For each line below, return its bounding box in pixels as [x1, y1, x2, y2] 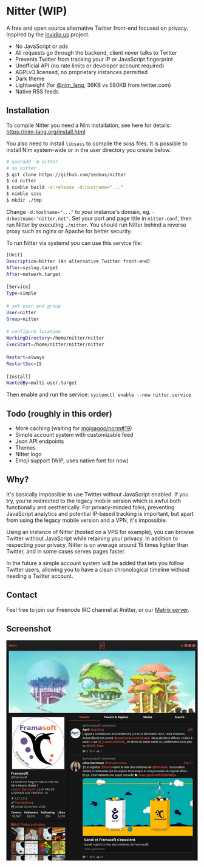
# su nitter [6, 165, 36, 171]
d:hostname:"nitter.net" [6, 216, 69, 222]
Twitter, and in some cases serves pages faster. [6, 547, 126, 555]
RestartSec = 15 [6, 360, 42, 367]
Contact [6, 590, 38, 600]
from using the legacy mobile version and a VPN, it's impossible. [6, 516, 168, 524]
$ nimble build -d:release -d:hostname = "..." [6, 184, 123, 191]
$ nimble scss [6, 191, 42, 197]
